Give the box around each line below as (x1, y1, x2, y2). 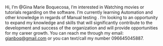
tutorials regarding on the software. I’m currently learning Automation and (5, 9, 153, 15)
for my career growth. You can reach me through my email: (5, 30, 124, 36)
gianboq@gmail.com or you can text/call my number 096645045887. (5, 35, 144, 41)
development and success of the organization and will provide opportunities (5, 25, 158, 31)
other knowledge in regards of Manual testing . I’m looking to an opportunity (5, 15, 158, 20)
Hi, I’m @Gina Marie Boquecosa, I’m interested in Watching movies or (5, 4, 144, 10)
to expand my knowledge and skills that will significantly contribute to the (5, 20, 153, 25)
